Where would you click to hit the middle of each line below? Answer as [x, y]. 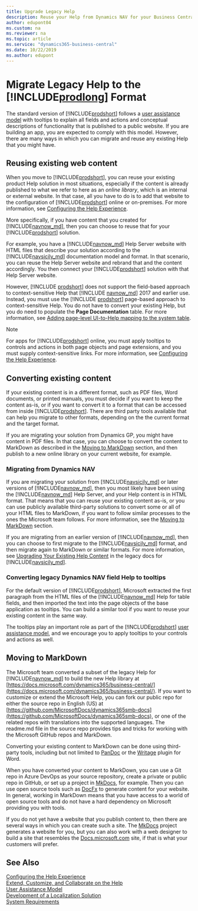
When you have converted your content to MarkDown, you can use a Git [94, 770]
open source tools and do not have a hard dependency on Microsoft [89, 801]
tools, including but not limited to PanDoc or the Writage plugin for [100, 752]
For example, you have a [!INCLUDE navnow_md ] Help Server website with [96, 244]
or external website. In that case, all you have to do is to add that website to [98, 196]
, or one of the [169, 716]
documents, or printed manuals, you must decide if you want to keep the [94, 399]
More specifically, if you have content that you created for [76, 220]
